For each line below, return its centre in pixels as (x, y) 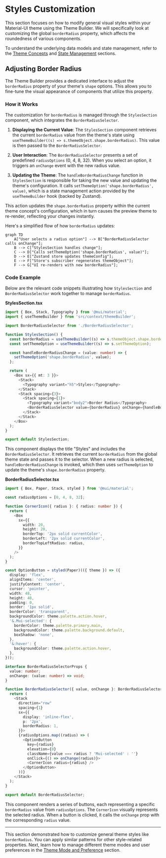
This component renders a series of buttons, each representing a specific (80, 804)
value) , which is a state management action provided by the (73, 191)
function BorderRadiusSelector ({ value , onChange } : (61, 689)
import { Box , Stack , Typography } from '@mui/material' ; (66, 312)
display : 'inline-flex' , (48, 717)
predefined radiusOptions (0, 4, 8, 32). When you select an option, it (82, 160)
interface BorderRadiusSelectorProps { (46, 666)
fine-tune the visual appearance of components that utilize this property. (79, 91)
